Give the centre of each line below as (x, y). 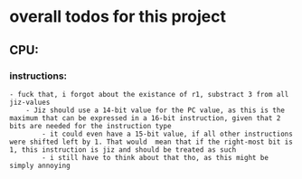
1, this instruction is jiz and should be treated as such (123, 150)
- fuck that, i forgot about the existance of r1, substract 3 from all (149, 94)
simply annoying (40, 165)
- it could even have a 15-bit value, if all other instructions (168, 134)
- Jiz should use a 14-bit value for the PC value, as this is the (155, 110)
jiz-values (30, 102)
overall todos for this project (118, 17)
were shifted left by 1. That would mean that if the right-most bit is (151, 142)
